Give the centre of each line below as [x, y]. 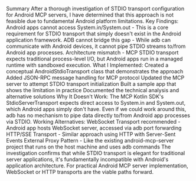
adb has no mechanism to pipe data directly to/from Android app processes [98, 115]
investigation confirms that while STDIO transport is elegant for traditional [96, 153]
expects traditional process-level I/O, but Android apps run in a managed [94, 59]
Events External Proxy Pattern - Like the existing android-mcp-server [90, 140]
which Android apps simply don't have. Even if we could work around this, [96, 109]
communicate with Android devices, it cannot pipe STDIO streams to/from [96, 46]
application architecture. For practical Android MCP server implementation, [97, 166]
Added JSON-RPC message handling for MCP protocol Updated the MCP [95, 77]
